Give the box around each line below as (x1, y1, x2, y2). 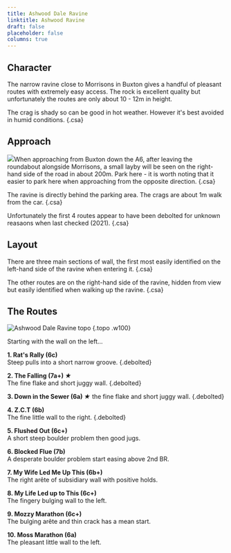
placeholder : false (7, 29, 64, 37)
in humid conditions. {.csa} (7, 115, 84, 124)
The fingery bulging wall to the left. (7, 497, 107, 505)
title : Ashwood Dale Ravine (7, 10, 89, 17)
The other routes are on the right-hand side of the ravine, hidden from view (7, 278, 221, 287)
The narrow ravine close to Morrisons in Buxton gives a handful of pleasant (7, 80, 222, 88)
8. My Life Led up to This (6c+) (7, 489, 97, 497)
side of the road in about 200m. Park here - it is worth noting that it (23, 169, 214, 178)
